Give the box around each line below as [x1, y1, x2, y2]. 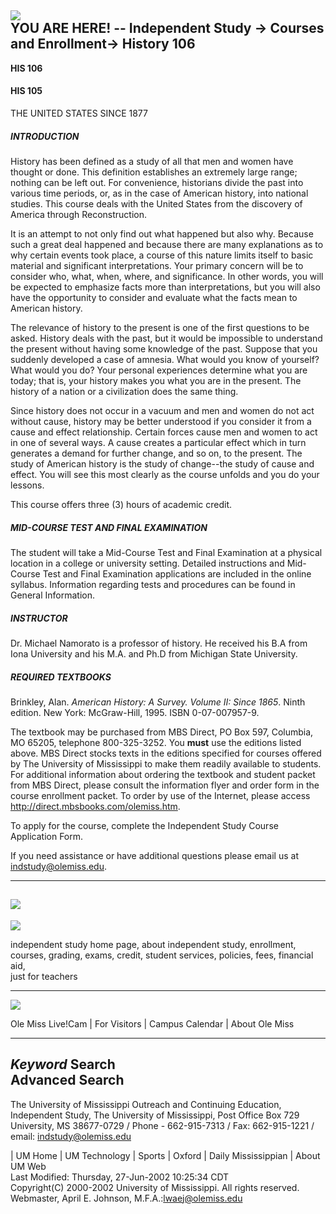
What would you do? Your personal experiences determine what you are [10, 364, 308, 376]
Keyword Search [10, 1056, 116, 1073]
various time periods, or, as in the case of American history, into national [10, 187, 309, 199]
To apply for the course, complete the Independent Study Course [10, 819, 279, 831]
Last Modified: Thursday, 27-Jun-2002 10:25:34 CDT [10, 1171, 230, 1183]
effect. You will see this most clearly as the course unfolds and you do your [10, 468, 320, 480]
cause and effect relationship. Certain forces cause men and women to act [10, 426, 318, 438]
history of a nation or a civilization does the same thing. [10, 385, 239, 397]
